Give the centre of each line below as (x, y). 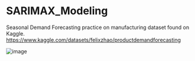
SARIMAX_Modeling (57, 11)
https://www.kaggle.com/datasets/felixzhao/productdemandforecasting (94, 40)
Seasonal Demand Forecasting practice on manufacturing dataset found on (98, 27)
